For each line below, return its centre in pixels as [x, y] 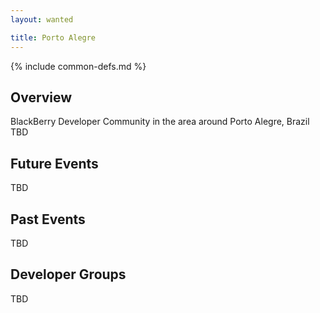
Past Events [48, 219]
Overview [41, 97]
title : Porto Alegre [53, 37]
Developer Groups [68, 274]
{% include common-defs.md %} [78, 66]
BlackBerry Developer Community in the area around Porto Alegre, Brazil [160, 122]
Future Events [54, 163]
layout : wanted [42, 19]
